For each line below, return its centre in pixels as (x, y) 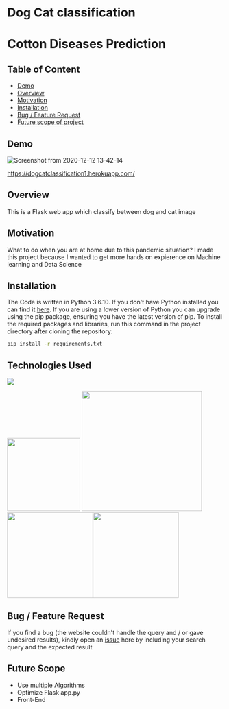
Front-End (31, 699)
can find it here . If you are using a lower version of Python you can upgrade (114, 309)
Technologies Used (49, 365)
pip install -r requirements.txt (55, 344)
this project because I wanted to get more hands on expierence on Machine (114, 257)
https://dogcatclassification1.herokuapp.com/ (71, 173)
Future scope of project (50, 122)
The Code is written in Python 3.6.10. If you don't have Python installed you (113, 302)
